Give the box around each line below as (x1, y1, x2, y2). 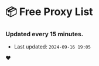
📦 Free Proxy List (5, 5, 93, 19)
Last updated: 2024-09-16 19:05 (13, 43, 91, 50)
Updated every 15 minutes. (5, 30, 84, 39)
